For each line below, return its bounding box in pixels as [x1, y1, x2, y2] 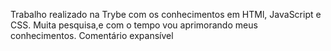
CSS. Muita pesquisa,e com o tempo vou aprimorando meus [10, 19, 258, 31]
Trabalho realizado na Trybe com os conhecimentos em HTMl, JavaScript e [10, 9, 322, 20]
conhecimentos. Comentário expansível [10, 30, 174, 41]
